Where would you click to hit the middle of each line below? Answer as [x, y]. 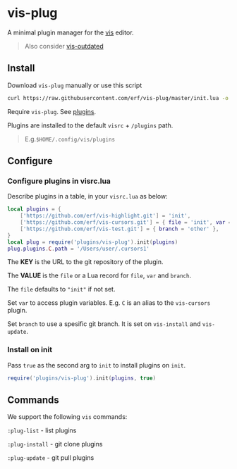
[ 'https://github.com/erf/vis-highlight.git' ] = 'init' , [105, 216]
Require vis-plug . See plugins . [52, 111]
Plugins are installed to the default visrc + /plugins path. [90, 125]
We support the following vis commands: [67, 417]
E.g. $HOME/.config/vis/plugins [69, 139]
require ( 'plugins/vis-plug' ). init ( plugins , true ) [82, 378]
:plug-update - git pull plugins [51, 458]
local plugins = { [34, 209]
